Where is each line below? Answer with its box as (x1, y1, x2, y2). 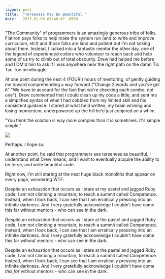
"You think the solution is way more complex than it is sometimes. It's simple (5, 117, 160, 124)
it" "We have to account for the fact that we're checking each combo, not (5, 87, 154, 93)
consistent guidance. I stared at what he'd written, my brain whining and (5, 102, 152, 109)
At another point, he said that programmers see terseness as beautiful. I (5, 151, 151, 157)
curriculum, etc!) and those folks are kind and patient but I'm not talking (5, 41, 150, 46)
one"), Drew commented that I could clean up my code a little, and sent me (5, 92, 157, 98)
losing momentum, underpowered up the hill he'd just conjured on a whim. (5, 108, 156, 114)
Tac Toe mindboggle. (5, 67, 48, 73)
